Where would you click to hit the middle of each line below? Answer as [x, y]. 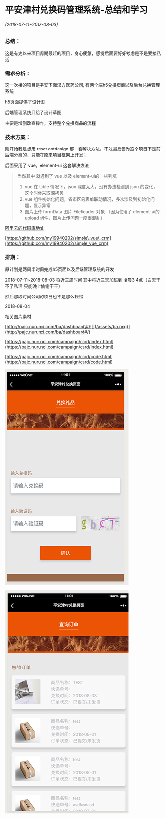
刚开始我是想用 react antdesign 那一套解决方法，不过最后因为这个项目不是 [81, 149]
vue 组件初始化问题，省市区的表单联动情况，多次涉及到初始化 [87, 199]
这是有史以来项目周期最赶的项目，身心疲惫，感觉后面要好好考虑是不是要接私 [83, 53]
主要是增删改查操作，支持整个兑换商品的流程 [51, 123]
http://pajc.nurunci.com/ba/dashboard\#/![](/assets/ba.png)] [68, 326]
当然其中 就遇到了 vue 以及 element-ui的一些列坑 [67, 176]
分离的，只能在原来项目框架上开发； [50, 155]
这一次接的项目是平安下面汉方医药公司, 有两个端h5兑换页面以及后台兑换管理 [83, 85]
